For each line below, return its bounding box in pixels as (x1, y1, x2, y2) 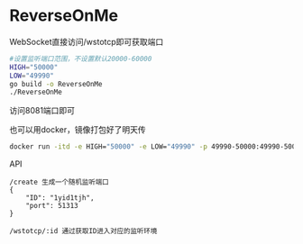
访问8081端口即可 (9, 105, 75, 116)
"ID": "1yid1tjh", (25, 194, 95, 203)
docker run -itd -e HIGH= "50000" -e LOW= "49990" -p (9, 142, 207, 151)
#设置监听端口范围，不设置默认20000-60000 (9, 54, 152, 63)
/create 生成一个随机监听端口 (9, 177, 110, 187)
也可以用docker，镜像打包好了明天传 (9, 124, 146, 135)
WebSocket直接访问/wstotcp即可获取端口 (9, 36, 164, 47)
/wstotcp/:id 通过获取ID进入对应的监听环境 (9, 227, 158, 236)
